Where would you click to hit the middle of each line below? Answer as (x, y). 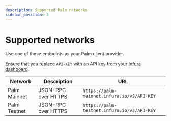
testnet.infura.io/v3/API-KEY (119, 111)
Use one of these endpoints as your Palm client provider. (65, 54)
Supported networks (50, 40)
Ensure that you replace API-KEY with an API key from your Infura (73, 64)
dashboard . (17, 69)
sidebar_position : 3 (27, 15)
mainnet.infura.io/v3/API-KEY (119, 96)
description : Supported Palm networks (46, 10)
